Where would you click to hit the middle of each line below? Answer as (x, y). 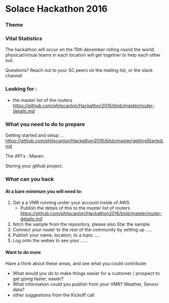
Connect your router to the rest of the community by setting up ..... (82, 230)
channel (14, 76)
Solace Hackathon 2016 (57, 9)
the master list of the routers (43, 100)
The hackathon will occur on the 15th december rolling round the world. (80, 49)
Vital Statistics (24, 39)
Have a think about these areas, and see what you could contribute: (76, 264)
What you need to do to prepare (45, 124)
